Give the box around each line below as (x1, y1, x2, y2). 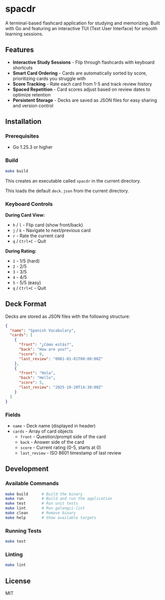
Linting (5, 551, 23, 558)
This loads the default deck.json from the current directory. (5, 187, 129, 194)
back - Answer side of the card (20, 439, 84, 445)
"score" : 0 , (18, 352, 44, 357)
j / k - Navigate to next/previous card (12, 227, 91, 233)
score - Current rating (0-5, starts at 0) (20, 444, 102, 451)
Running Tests (5, 527, 42, 534)
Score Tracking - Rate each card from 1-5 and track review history (12, 81, 152, 87)
